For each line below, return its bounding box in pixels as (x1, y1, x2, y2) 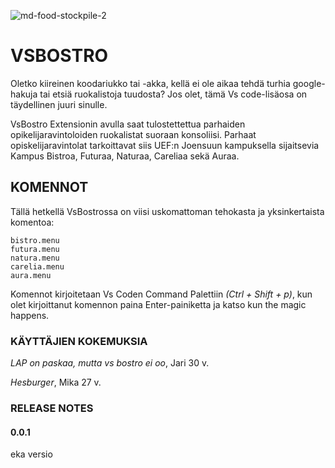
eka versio (10, 448, 53, 460)
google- (292, 77, 326, 89)
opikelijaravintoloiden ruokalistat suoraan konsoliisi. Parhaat (10, 128, 257, 140)
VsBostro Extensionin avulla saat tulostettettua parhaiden (10, 118, 246, 130)
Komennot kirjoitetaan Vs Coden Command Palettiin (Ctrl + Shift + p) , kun (10, 288, 313, 300)
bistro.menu (10, 235, 60, 245)
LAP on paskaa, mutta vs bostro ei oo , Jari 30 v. (10, 357, 210, 369)
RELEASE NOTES (10, 401, 94, 415)
